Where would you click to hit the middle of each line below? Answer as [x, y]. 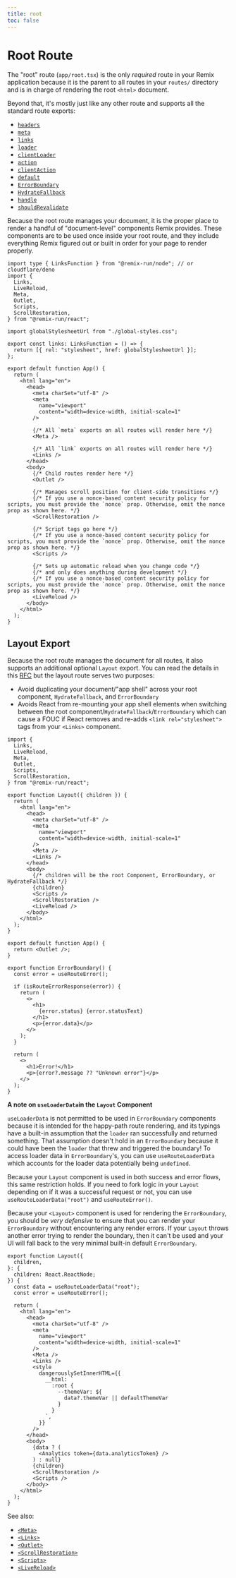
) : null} [47, 1460]
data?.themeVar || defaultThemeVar [116, 1398]
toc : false [23, 20]
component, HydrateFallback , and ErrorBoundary [88, 697]
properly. [20, 251]
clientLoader [37, 155]
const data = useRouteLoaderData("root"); [77, 1287]
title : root [25, 14]
